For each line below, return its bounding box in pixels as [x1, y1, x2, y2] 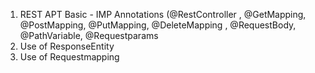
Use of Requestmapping [19, 51, 120, 63]
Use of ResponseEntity [19, 40, 115, 52]
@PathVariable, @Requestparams [19, 30, 159, 41]
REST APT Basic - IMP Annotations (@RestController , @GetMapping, [19, 9, 307, 20]
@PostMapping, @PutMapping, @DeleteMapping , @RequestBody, [19, 19, 297, 31]
